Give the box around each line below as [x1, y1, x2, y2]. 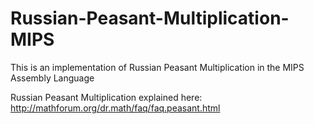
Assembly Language [10, 72, 95, 84]
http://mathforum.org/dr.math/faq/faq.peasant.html [10, 102, 221, 114]
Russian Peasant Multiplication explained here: [10, 91, 203, 103]
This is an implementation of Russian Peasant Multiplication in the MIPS [10, 61, 305, 73]
